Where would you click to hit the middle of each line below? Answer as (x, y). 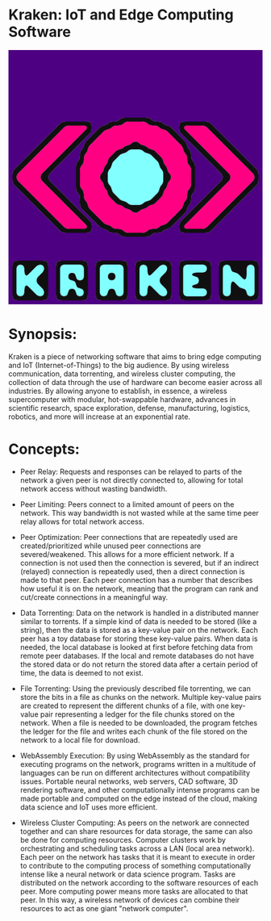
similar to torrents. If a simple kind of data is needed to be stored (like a (138, 621)
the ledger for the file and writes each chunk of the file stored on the (133, 731)
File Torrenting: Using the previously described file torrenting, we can (135, 689)
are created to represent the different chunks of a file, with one (125, 705)
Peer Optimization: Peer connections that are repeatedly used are (129, 537)
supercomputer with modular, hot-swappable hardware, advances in (122, 399)
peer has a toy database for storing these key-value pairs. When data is (139, 638)
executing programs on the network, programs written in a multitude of (138, 764)
